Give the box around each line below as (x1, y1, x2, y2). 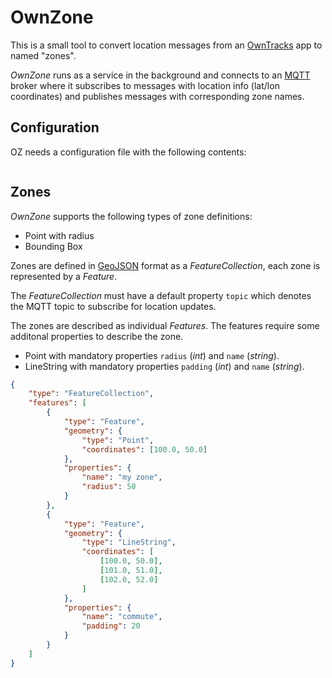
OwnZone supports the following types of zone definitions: (10, 210, 253, 222)
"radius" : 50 (81, 482, 137, 492)
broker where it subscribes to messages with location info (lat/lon (10, 79, 280, 91)
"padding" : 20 (81, 621, 141, 631)
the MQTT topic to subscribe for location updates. (10, 300, 217, 312)
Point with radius (24, 229, 95, 241)
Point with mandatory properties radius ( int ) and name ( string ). (24, 349, 280, 361)
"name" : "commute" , (81, 612, 163, 622)
